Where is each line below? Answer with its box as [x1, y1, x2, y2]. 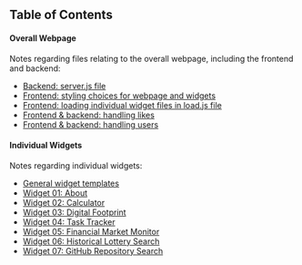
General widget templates [22, 178, 120, 189]
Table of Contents [9, 7, 114, 23]
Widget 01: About [22, 187, 88, 199]
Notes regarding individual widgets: [9, 159, 143, 171]
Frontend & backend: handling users [22, 118, 159, 130]
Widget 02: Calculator [22, 197, 106, 208]
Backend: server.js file [22, 80, 106, 91]
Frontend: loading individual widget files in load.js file [22, 99, 223, 110]
